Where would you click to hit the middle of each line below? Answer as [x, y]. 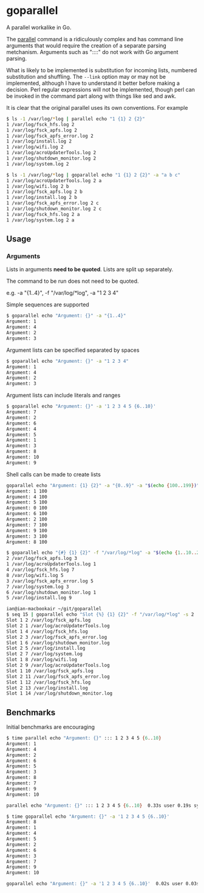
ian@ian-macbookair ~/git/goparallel [54, 609]
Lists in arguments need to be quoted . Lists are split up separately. [90, 269]
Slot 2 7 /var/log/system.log [45, 654]
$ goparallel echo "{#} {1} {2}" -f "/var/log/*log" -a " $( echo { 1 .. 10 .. [102, 553]
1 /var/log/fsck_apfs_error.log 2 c [53, 203]
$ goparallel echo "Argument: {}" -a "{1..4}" [66, 316]
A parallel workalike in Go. [39, 27]
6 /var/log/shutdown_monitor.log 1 [51, 592]
